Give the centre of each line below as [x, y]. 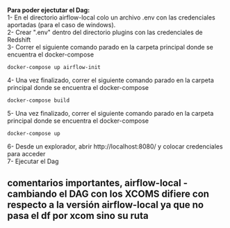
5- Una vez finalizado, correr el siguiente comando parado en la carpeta [110, 113]
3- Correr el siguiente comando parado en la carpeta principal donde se [110, 47]
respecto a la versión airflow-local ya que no [105, 205]
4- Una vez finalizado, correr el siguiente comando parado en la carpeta [110, 80]
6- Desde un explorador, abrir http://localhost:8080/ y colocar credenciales [115, 146]
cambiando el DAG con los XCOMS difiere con [108, 194]
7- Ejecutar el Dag [33, 161]
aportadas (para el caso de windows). [61, 25]
